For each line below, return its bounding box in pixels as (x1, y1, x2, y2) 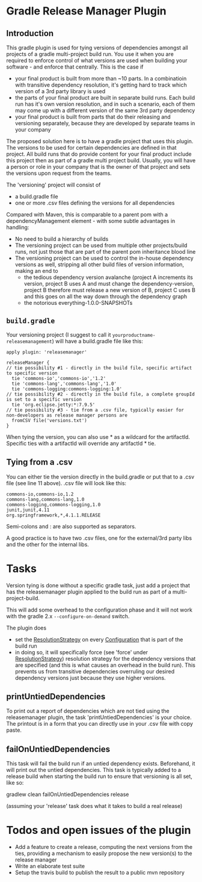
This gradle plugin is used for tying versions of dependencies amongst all (6, 44, 188, 51)
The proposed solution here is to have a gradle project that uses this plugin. (6, 138, 194, 145)
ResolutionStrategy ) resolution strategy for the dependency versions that (14, 655, 196, 662)
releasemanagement (6, 338, 52, 345)
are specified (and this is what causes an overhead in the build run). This (14, 661, 195, 669)
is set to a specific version (6, 396, 82, 402)
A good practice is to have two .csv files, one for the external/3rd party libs (6, 534, 192, 542)
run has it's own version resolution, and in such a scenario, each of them (14, 100, 195, 108)
